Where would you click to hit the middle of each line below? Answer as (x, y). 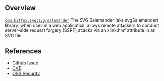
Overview (20, 8)
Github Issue (25, 63)
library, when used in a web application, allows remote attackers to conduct (82, 25)
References (23, 51)
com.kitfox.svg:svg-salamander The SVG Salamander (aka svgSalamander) (82, 20)
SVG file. (14, 35)
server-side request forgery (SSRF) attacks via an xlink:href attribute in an (80, 30)
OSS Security (26, 73)
